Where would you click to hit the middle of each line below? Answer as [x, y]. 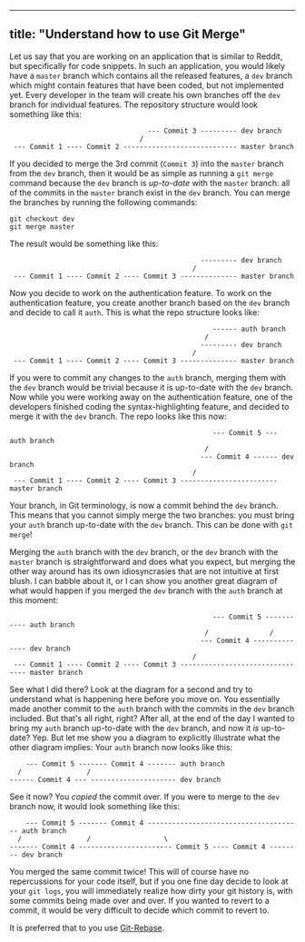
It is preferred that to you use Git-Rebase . [87, 927]
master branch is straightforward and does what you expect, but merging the [152, 561]
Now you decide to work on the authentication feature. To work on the [141, 293]
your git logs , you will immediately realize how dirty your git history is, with [151, 890]
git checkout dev [42, 219]
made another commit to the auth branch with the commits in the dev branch [152, 709]
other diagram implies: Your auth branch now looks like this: [121, 747]
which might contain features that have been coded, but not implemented [147, 85]
